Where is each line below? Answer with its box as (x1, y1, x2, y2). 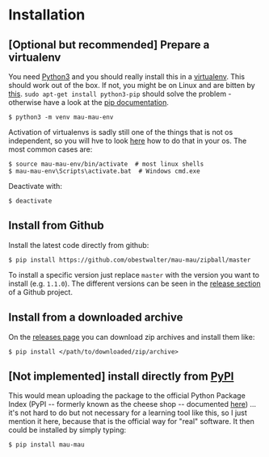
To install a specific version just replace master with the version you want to (8, 270, 260, 279)
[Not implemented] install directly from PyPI (8, 370, 234, 384)
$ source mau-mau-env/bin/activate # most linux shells (8, 160, 204, 168)
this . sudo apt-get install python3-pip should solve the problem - (8, 89, 232, 99)
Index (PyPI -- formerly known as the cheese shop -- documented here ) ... (8, 400, 257, 409)
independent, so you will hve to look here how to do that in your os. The (8, 136, 247, 145)
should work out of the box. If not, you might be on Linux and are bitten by (8, 81, 256, 90)
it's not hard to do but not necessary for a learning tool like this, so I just (8, 408, 248, 417)
